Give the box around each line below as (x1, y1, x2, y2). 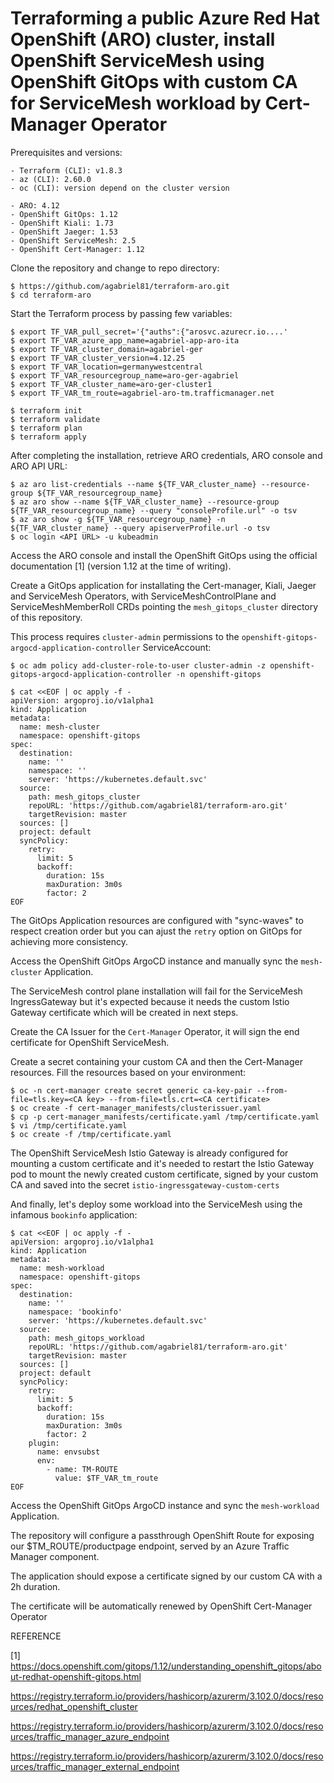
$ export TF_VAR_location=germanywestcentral (10, 362, 203, 372)
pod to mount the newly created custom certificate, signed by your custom (10, 1168, 319, 1180)
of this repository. (10, 611, 83, 623)
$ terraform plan (10, 423, 83, 433)
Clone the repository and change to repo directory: (10, 262, 220, 274)
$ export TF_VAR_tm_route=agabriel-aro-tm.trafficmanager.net (10, 388, 275, 398)
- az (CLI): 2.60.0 (10, 174, 92, 184)
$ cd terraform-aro (10, 290, 92, 300)
